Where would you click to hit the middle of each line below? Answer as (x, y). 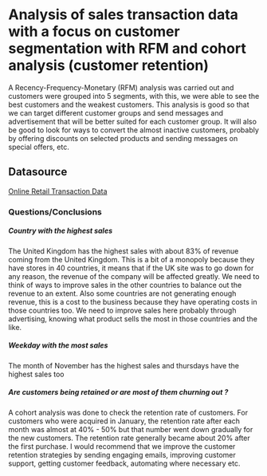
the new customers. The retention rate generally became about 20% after (130, 438)
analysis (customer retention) (109, 66)
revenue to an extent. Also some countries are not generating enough (122, 293)
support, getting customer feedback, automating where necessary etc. (124, 463)
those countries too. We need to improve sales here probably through (122, 310)
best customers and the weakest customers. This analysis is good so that (129, 104)
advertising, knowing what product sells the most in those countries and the (133, 319)
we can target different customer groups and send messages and (116, 112)
